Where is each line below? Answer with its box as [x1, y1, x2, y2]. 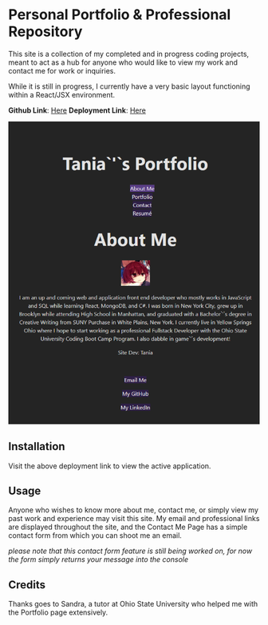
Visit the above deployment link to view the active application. [8, 461, 211, 471]
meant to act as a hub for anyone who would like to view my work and [8, 58, 238, 67]
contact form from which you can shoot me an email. [8, 531, 182, 540]
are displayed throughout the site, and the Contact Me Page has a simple [8, 522, 248, 532]
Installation [8, 440, 65, 453]
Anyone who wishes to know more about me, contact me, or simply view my [8, 505, 259, 515]
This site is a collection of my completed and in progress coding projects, [8, 49, 250, 58]
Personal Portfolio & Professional [8, 6, 231, 24]
